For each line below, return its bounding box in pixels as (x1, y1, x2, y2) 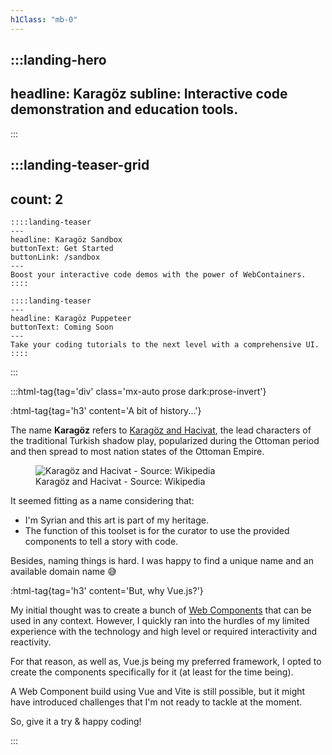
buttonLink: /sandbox (10, 252, 101, 263)
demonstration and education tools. (10, 101, 239, 118)
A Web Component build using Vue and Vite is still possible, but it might (10, 686, 306, 698)
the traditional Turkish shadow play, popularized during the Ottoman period (10, 435, 320, 447)
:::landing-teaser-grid (10, 157, 150, 174)
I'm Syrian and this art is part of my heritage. (24, 514, 209, 526)
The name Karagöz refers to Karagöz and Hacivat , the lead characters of (10, 424, 312, 436)
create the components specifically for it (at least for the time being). (10, 666, 294, 678)
